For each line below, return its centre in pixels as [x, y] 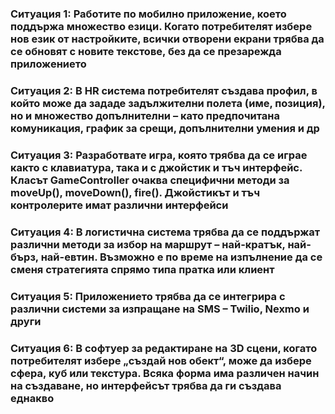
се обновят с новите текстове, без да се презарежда [146, 51]
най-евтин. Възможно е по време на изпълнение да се [181, 257]
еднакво [32, 398]
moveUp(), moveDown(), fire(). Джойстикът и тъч [135, 192]
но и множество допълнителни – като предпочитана [145, 115]
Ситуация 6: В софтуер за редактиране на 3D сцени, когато [164, 348]
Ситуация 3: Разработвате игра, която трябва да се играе [159, 155]
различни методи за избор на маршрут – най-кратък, [148, 244]
